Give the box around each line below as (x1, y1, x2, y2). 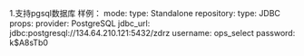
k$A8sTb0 (9, 37, 48, 48)
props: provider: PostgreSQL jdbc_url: (9, 18, 151, 29)
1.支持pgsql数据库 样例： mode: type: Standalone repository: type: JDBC (9, 8, 281, 18)
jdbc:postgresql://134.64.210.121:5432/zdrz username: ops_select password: (9, 28, 296, 38)
